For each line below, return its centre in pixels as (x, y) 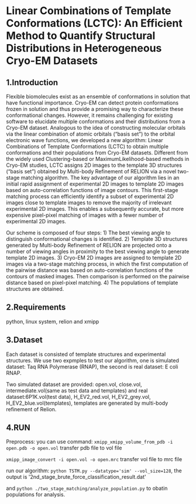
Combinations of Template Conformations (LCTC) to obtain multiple (87, 146)
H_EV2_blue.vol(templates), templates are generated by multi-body (87, 403)
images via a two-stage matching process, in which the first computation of (97, 264)
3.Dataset (24, 340)
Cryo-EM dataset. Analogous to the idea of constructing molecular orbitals (96, 128)
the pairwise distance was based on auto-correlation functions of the (90, 270)
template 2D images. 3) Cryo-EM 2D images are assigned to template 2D (94, 258)
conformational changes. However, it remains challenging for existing (90, 115)
